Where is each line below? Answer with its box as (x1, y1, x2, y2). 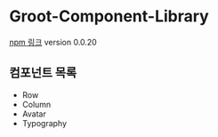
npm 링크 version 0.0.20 (9, 36, 98, 47)
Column (21, 99, 52, 109)
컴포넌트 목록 (9, 65, 77, 81)
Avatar (21, 109, 46, 119)
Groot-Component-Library (9, 6, 209, 27)
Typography (21, 117, 68, 128)
